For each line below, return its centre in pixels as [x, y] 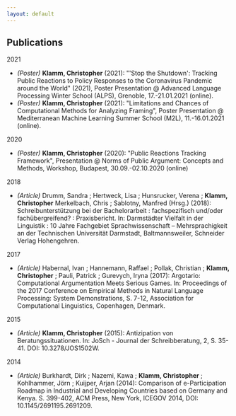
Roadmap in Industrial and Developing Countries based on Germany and [122, 391]
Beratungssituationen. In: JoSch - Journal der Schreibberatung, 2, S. [117, 341]
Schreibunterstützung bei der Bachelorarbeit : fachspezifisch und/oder [120, 211]
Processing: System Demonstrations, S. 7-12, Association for [105, 299]
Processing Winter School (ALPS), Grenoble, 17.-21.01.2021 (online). [115, 96]
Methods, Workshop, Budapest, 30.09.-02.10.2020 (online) [102, 168]
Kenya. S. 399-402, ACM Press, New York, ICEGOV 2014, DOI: [107, 398]
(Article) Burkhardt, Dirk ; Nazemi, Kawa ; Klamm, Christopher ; [110, 376]
